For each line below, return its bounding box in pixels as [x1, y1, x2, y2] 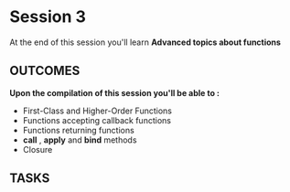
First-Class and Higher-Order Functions [22, 105, 172, 116]
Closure [22, 144, 53, 155]
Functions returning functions [22, 124, 134, 135]
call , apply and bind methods [22, 134, 137, 145]
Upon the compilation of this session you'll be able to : [9, 87, 220, 98]
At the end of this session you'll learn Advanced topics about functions [9, 37, 282, 48]
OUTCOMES [9, 63, 81, 79]
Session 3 [9, 6, 87, 27]
